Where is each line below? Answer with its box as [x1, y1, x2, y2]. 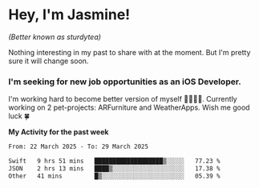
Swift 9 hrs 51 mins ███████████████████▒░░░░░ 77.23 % [8, 158, 221, 166]
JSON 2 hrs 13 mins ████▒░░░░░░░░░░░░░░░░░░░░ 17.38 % [8, 164, 221, 173]
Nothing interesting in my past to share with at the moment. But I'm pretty [8, 47, 251, 57]
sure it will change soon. [8, 56, 89, 66]
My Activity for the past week [8, 127, 109, 137]
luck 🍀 [8, 111, 30, 121]
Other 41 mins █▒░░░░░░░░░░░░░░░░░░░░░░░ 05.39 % [8, 172, 221, 180]
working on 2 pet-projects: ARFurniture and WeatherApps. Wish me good [8, 102, 250, 113]
